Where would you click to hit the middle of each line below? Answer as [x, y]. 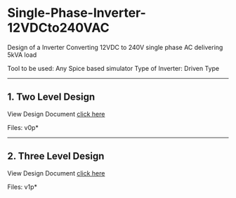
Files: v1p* [22, 187]
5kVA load [22, 55]
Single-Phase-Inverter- [77, 13]
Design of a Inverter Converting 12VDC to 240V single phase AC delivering [115, 47]
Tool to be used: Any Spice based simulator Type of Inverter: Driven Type [113, 68]
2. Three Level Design [56, 156]
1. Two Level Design [51, 97]
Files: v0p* [23, 127]
